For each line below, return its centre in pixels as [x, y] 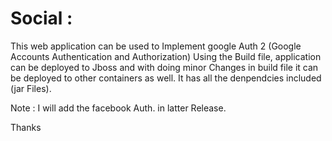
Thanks [26, 127]
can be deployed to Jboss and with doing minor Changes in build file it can [164, 67]
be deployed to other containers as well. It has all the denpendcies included [166, 78]
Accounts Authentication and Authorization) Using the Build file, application [166, 56]
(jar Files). [31, 88]
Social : [41, 18]
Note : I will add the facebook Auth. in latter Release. [118, 108]
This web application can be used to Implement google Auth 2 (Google [156, 46]
